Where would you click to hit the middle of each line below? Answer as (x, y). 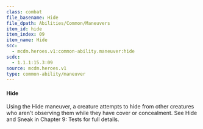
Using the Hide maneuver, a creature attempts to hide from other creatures (100, 107)
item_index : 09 (26, 35)
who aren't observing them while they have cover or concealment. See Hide (102, 113)
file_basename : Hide (33, 18)
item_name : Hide (27, 40)
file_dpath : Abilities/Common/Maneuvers (59, 23)
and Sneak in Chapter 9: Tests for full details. (63, 119)
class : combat (24, 12)
